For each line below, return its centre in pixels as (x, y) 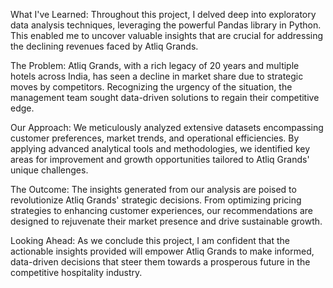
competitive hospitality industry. (76, 272)
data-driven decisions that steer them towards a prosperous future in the (160, 262)
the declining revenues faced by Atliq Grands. (104, 46)
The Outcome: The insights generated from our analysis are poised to (153, 189)
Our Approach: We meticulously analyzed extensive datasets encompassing (167, 127)
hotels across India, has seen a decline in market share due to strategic (157, 76)
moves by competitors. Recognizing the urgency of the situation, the (151, 87)
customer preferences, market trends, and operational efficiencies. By (155, 138)
